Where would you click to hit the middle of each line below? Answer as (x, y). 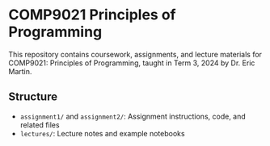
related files (40, 125)
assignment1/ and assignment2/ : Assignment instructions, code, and (133, 116)
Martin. (20, 71)
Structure (33, 97)
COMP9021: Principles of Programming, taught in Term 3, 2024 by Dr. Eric (132, 63)
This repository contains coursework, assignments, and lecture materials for (135, 54)
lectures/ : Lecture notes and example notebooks (102, 133)
